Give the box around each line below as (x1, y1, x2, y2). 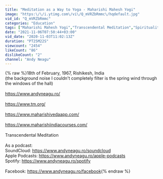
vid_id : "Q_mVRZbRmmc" (5, 16, 51, 21)
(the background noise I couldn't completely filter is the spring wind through (5, 75, 157, 81)
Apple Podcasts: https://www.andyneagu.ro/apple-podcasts (5, 153, 126, 159)
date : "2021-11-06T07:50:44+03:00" (5, 30, 77, 35)
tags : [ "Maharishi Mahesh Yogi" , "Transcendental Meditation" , (5, 25, 133, 30)
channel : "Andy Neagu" (5, 57, 51, 62)
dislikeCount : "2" (5, 52, 42, 57)
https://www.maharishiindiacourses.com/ (5, 122, 88, 128)
